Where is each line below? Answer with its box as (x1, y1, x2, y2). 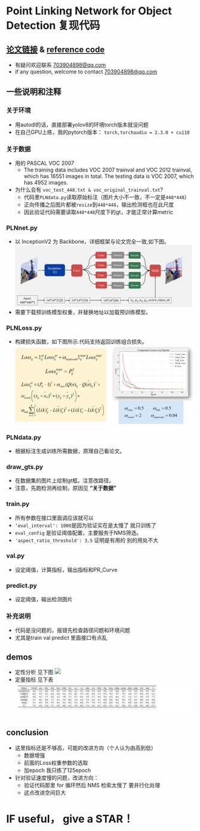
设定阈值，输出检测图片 (14, 596, 73, 603)
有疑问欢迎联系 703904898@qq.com (14, 62, 106, 68)
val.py (6, 551, 25, 560)
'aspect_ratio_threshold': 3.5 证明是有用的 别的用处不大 (14, 536, 159, 544)
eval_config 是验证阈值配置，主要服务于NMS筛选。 (14, 529, 142, 536)
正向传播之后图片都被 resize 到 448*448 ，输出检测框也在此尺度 (23, 201, 174, 208)
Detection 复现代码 (6, 19, 100, 32)
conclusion (6, 728, 49, 738)
